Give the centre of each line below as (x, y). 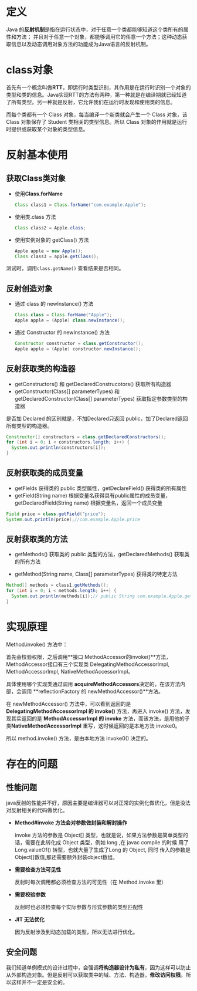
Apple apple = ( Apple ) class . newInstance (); (70, 320)
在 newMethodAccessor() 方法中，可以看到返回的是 (69, 703)
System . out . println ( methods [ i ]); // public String (73, 596)
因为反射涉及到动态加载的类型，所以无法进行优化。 (76, 932)
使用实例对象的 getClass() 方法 (52, 240)
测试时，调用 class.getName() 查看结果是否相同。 (65, 268)
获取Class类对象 (36, 179)
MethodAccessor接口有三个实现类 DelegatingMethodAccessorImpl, (88, 664)
